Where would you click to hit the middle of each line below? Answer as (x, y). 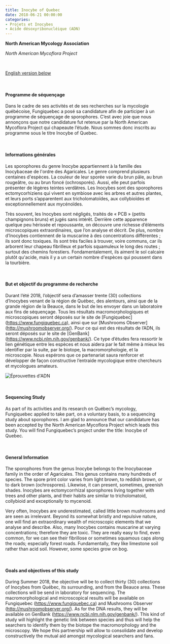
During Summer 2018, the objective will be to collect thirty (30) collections (83, 582)
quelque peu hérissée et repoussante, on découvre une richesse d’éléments (85, 224)
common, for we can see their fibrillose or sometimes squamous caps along (84, 538)
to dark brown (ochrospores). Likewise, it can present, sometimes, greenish (84, 485)
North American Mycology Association (47, 43)
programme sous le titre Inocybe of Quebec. (52, 133)
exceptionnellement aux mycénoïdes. (44, 204)
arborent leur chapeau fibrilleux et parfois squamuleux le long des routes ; (83, 246)
